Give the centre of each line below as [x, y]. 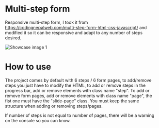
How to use [28, 67]
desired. [13, 38]
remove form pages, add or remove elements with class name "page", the [79, 96]
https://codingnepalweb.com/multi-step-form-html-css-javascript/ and [76, 27]
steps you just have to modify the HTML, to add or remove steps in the [75, 85]
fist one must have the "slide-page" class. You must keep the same [72, 101]
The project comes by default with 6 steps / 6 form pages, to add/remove [78, 80]
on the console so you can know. [38, 120]
